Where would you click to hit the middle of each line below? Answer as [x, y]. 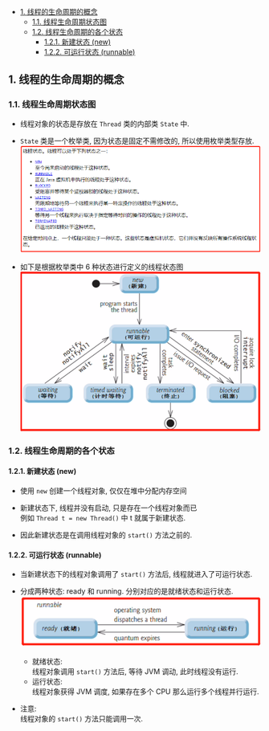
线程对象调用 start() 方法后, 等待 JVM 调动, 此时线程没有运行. [135, 671]
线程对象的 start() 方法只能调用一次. [81, 718]
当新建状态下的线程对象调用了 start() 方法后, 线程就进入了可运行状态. [136, 574]
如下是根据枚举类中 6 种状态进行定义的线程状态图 [102, 267]
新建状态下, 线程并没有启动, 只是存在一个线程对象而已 [108, 508]
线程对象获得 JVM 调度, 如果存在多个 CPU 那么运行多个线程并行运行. [145, 691]
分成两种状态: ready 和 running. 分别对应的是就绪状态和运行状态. [126, 591]
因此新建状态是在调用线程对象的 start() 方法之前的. [106, 535]
